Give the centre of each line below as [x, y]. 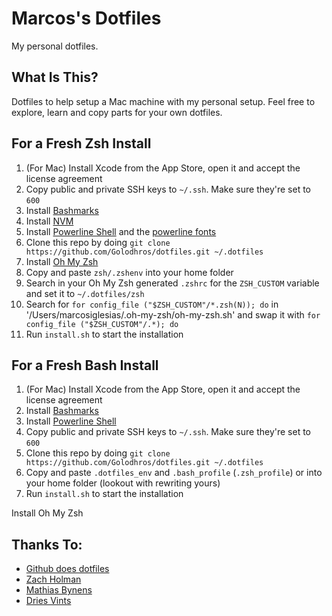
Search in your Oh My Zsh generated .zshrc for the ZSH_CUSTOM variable [172, 283]
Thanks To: [47, 544]
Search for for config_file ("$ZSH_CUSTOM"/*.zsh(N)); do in [152, 304]
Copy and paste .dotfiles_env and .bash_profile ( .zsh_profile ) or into [174, 473]
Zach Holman [53, 579]
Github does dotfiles [67, 569]
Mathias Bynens [59, 590]
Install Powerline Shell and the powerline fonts [121, 231]
